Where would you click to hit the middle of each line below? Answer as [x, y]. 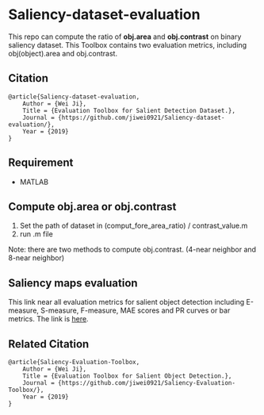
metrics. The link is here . [48, 319]
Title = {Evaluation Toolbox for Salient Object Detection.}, [127, 376]
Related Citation [49, 344]
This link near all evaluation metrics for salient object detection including [126, 302]
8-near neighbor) [36, 258]
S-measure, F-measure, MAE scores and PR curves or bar [136, 310]
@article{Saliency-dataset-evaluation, [74, 97]
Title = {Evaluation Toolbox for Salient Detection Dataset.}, [129, 110]
